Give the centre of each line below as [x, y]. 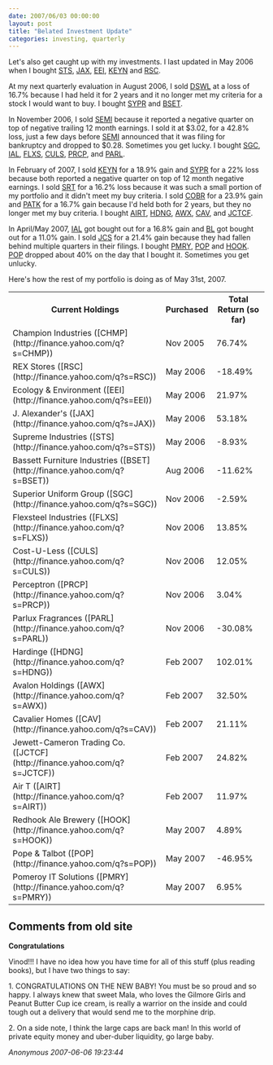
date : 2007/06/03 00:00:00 [54, 16]
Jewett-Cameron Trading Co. [69, 742]
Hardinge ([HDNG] [48, 652]
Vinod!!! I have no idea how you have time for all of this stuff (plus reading [132, 962]
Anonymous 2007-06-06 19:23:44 [66, 1053]
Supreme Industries [50, 437]
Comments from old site [71, 926]
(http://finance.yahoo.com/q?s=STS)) [84, 447]
